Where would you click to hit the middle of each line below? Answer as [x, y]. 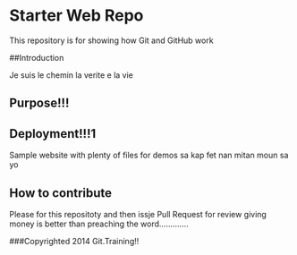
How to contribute [61, 193]
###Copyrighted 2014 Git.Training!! [74, 241]
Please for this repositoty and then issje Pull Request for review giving [138, 214]
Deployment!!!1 [53, 134]
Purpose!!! [39, 103]
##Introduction [37, 57]
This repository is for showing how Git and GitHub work [111, 40]
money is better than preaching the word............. [99, 224]
